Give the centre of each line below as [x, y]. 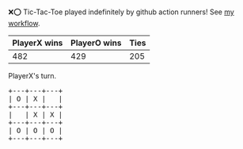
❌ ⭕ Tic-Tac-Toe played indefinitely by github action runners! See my [121, 12]
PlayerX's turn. [32, 76]
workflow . [24, 23]
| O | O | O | [36, 130]
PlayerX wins [38, 43]
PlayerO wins [96, 43]
